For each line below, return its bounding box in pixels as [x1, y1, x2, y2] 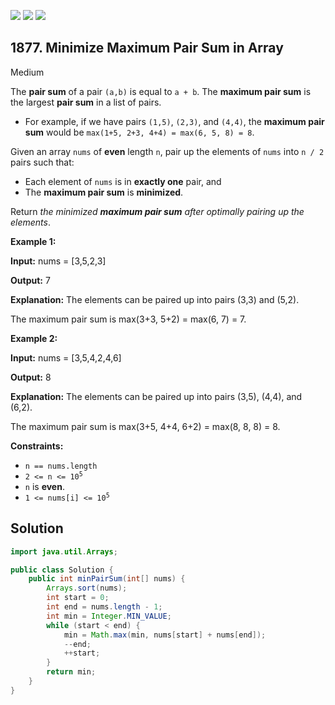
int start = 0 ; [46, 593, 110, 603]
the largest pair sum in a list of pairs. [10, 96, 162, 108]
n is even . [24, 480, 65, 492]
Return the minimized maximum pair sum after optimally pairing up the [10, 205, 305, 217]
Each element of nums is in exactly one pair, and [24, 175, 222, 187]
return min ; [46, 667, 97, 677]
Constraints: [10, 440, 64, 452]
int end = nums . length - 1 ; [46, 602, 163, 612]
